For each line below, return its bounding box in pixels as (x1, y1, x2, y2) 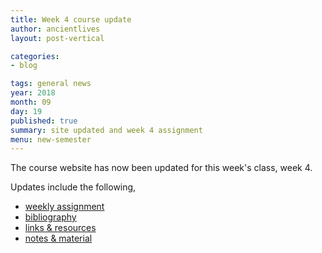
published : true (10, 116, 78, 126)
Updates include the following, (10, 181, 137, 193)
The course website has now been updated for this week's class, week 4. (10, 162, 313, 174)
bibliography (24, 211, 77, 223)
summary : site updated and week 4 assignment (10, 125, 203, 135)
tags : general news (10, 79, 92, 89)
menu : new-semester (10, 134, 92, 145)
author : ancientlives (10, 24, 101, 34)
